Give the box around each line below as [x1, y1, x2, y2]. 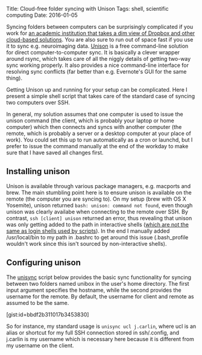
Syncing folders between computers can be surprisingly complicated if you [6, 24, 194, 30]
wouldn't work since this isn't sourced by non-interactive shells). [6, 240, 167, 247]
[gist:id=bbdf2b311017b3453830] [6, 310, 89, 318]
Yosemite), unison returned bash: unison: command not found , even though [6, 201, 193, 209]
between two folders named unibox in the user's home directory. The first [6, 280, 189, 287]
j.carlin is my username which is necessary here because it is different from [6, 335, 194, 342]
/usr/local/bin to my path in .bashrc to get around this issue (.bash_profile [6, 233, 189, 240]
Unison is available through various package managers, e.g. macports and [6, 182, 191, 189]
